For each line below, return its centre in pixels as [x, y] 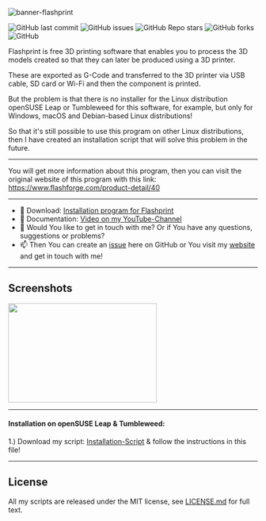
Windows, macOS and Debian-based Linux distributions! [100, 116]
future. [19, 148]
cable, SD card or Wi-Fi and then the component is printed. [104, 84]
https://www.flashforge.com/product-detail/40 [84, 188]
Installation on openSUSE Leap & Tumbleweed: [87, 423]
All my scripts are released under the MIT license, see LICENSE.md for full [129, 501]
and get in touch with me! [61, 256]
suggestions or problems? [62, 236]
